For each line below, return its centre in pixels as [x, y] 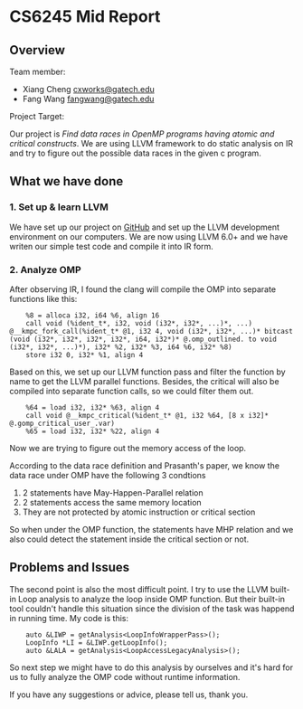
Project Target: [37, 116]
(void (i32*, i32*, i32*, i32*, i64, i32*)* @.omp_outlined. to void [143, 339]
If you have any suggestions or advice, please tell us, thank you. [129, 695]
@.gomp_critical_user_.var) [62, 423]
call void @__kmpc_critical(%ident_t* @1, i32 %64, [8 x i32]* [147, 415]
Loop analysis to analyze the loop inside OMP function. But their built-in [151, 599]
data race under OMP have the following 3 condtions [108, 475]
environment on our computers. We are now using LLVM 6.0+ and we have [149, 236]
